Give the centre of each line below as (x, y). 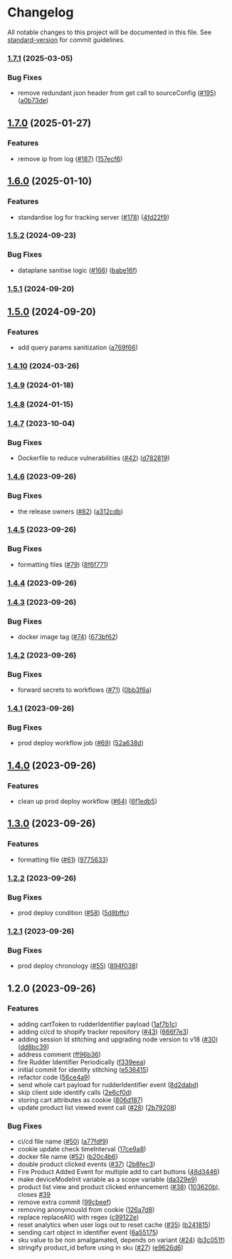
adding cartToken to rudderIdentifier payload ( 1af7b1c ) (97, 1024)
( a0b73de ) (33, 101)
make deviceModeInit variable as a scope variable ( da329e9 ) (107, 1179)
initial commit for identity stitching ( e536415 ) (83, 1069)
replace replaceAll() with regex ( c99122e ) (78, 1218)
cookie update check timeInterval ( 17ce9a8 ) (82, 1149)
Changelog (41, 12)
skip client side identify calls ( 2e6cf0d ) (75, 1092)
